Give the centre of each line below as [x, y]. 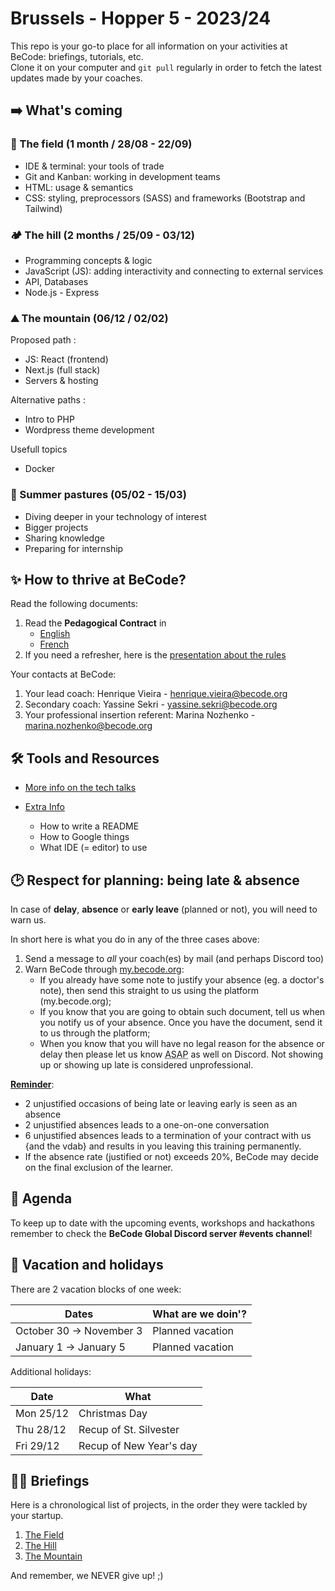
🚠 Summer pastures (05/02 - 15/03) [98, 495]
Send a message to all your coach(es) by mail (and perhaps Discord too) [174, 958]
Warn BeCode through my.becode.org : [104, 969]
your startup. [37, 1516]
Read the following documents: [74, 604]
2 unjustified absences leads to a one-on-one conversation [147, 1124]
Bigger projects [56, 527]
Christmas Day [113, 1413]
